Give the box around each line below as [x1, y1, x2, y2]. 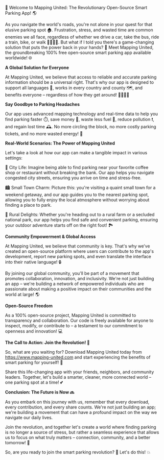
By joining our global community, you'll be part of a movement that [5, 270, 140, 276]
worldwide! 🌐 [5, 55, 32, 61]
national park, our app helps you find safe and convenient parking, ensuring [5, 217, 158, 222]
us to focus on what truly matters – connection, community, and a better [5, 435, 151, 440]
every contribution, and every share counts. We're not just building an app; [5, 404, 156, 410]
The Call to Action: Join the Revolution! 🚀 [5, 339, 90, 345]
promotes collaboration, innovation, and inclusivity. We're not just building [5, 276, 154, 281]
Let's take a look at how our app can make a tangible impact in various [5, 150, 148, 155]
